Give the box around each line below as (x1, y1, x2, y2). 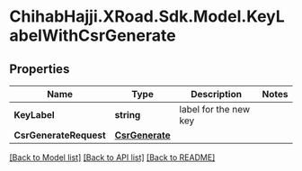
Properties (9, 61, 70, 76)
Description (190, 88, 243, 100)
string (114, 109, 141, 121)
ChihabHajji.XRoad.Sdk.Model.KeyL (9, 6, 285, 27)
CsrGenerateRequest (13, 129, 106, 141)
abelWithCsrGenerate (9, 25, 177, 46)
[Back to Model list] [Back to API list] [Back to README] (9, 152, 216, 163)
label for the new (179, 103, 251, 115)
